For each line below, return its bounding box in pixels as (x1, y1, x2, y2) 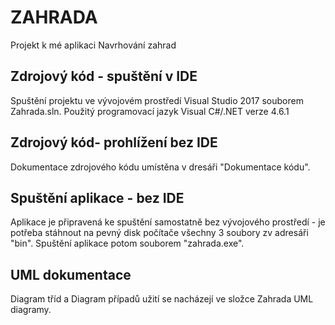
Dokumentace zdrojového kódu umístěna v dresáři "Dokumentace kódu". (10, 161, 311, 173)
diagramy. (10, 304, 52, 316)
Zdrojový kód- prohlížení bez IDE (10, 134, 218, 151)
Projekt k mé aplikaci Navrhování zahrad (10, 39, 177, 51)
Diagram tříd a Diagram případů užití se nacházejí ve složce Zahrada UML (10, 293, 314, 305)
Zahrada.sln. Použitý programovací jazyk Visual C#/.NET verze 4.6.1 (10, 105, 290, 117)
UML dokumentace (10, 266, 132, 283)
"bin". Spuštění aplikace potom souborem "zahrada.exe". (10, 237, 245, 250)
